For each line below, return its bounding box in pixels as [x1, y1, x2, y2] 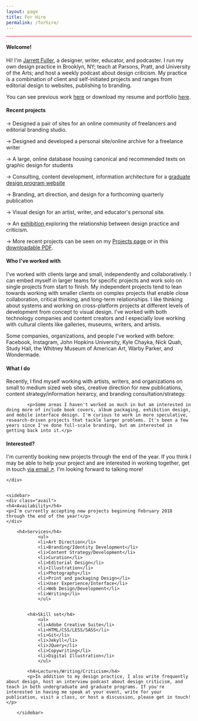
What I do [6, 365, 31, 372]
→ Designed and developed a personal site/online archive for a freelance [6, 137, 183, 145]
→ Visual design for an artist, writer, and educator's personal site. [6, 208, 165, 216]
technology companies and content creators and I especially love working [6, 314, 186, 321]
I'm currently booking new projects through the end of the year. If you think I [6, 453, 192, 460]
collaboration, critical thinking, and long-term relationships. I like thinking [6, 295, 183, 303]
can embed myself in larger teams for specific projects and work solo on [6, 277, 183, 284]
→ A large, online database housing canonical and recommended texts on [6, 155, 186, 163]
